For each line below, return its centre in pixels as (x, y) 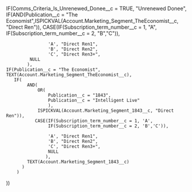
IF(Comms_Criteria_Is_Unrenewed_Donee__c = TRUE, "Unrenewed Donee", (97, 8)
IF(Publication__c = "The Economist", (53, 70)
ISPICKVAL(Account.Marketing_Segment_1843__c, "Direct (106, 111)
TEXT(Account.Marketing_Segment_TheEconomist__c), (69, 75)
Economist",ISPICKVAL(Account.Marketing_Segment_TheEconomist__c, (92, 21)
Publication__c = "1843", (79, 95)
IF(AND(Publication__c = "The (42, 15)
